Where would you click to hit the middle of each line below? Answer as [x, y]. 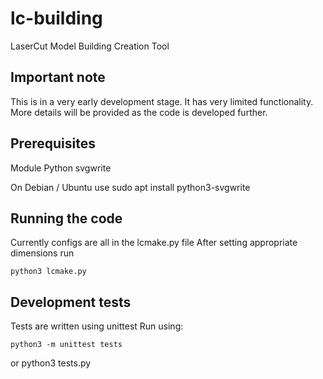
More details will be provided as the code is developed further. [139, 112]
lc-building [56, 18]
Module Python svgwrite [61, 168]
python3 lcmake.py [48, 272]
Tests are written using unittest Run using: [97, 326]
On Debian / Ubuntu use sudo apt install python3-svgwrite [130, 187]
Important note [58, 77]
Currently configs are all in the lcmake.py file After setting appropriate [154, 243]
